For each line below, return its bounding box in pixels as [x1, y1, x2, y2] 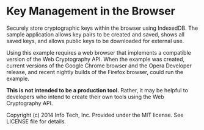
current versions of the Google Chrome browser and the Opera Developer [6, 62, 192, 69]
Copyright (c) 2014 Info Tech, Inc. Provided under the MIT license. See [6, 111, 184, 118]
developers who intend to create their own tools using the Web [6, 93, 164, 100]
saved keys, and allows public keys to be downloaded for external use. [6, 37, 184, 44]
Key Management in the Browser [6, 4, 175, 18]
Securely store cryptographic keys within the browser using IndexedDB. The [6, 24, 199, 32]
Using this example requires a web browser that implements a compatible [6, 49, 191, 56]
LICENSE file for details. [6, 117, 67, 125]
